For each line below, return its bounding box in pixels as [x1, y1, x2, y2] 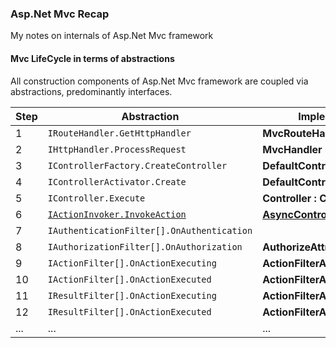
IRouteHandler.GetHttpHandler [47, 127, 192, 139]
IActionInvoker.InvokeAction [47, 208, 187, 220]
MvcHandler [262, 142, 323, 156]
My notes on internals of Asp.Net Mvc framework [10, 30, 214, 42]
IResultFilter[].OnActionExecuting [47, 290, 217, 301]
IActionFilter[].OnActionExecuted [47, 273, 212, 285]
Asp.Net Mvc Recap [10, 7, 110, 21]
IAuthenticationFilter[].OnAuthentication [47, 225, 253, 236]
